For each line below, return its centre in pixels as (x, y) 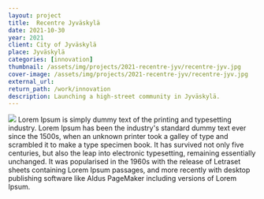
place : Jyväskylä (37, 52)
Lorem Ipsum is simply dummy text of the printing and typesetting (125, 120)
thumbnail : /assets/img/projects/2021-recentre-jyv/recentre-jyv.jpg (125, 67)
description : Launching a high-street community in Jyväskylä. (114, 96)
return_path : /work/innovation (59, 89)
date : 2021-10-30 (37, 30)
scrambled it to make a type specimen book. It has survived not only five (126, 145)
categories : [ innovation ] (50, 60)
